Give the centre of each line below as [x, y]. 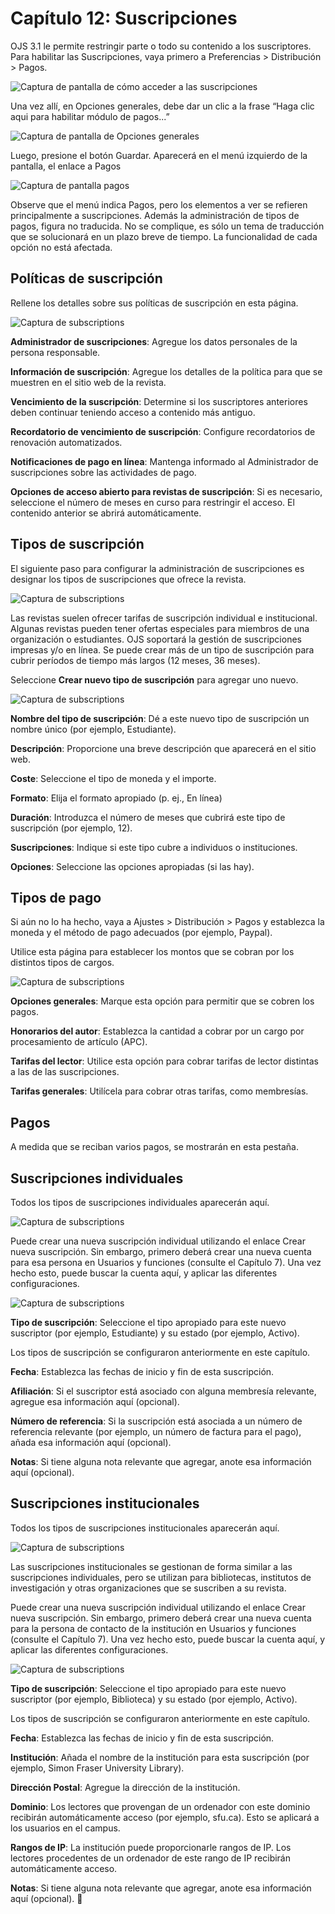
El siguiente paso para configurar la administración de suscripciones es [157, 568]
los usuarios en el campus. [65, 1828]
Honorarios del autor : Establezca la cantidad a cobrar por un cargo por [157, 1031]
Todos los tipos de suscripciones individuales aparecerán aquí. [140, 1202]
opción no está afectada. [61, 247]
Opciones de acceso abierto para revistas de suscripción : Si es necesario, [166, 491]
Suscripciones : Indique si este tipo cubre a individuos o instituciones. [154, 847]
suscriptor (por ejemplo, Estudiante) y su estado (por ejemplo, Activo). [155, 1333]
